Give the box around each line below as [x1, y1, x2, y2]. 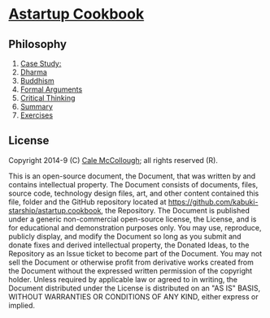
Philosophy [8, 37, 67, 51]
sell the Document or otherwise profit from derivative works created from [8, 257, 255, 267]
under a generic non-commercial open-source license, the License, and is [8, 214, 257, 224]
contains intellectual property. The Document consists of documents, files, [8, 179, 259, 189]
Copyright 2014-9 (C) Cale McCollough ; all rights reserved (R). [8, 155, 218, 165]
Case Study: [20, 58, 62, 68]
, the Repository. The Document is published [101, 205, 250, 215]
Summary [20, 102, 53, 111]
